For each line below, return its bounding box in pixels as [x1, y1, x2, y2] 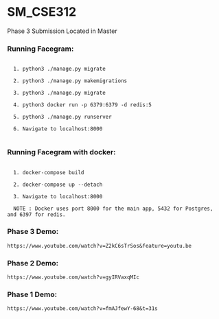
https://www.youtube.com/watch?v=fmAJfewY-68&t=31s [7, 305, 158, 312]
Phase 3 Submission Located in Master [7, 27, 118, 35]
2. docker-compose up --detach [13, 181, 103, 188]
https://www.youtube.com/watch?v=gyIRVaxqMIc [7, 274, 139, 281]
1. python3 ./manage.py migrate [13, 66, 106, 73]
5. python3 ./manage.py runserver [13, 114, 112, 121]
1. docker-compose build [13, 169, 84, 176]
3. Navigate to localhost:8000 [13, 193, 103, 200]
